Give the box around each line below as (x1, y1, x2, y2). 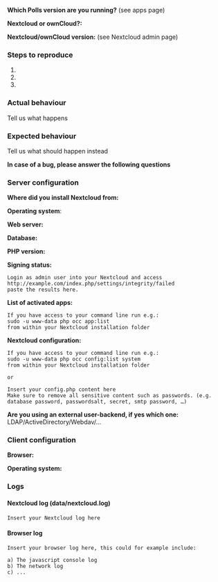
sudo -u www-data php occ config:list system (7, 356, 140, 363)
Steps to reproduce (7, 50, 73, 60)
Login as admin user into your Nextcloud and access (7, 274, 163, 281)
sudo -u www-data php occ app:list (7, 318, 110, 325)
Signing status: (7, 260, 52, 269)
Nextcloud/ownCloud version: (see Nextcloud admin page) (7, 33, 179, 41)
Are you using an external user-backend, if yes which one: (7, 410, 179, 419)
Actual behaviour (7, 98, 67, 108)
